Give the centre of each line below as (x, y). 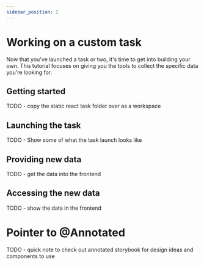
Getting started (36, 91)
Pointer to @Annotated (66, 232)
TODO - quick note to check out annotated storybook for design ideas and (100, 249)
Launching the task (44, 125)
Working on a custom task (74, 42)
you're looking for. (29, 72)
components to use (31, 256)
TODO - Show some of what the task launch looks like (74, 140)
